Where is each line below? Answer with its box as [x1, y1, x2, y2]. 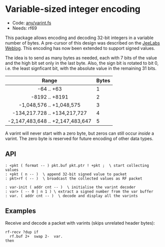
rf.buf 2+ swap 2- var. [9, 234, 63, 239]
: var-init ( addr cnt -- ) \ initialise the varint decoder [5, 185, 136, 190]
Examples [5, 207, 36, 215]
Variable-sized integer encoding [5, 3, 141, 15]
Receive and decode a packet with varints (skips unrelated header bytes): [5, 220, 155, 226]
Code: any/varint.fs [12, 20, 51, 26]
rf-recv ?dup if [5, 229, 39, 235]
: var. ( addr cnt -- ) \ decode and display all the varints [5, 193, 138, 198]
